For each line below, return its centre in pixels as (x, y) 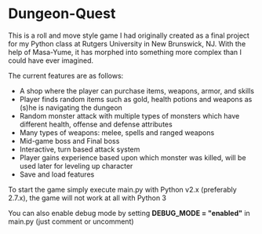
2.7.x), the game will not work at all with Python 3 (87, 198)
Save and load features (57, 174)
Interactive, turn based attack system (80, 149)
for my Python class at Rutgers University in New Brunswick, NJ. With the (127, 43)
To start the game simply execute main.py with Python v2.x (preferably (122, 189)
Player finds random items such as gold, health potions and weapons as (136, 99)
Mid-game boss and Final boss (69, 141)
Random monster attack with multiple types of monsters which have (129, 115)
